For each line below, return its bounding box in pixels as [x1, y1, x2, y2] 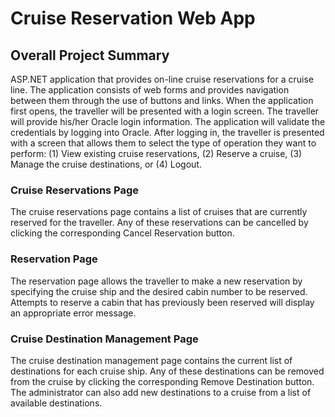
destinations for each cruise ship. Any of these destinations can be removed [10, 365, 325, 377]
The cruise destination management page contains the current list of [10, 354, 293, 366]
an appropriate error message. [10, 307, 137, 319]
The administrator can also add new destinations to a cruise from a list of [10, 386, 312, 398]
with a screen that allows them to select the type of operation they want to [10, 137, 317, 149]
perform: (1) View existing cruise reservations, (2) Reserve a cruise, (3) [10, 148, 303, 159]
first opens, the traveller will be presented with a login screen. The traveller [10, 105, 320, 117]
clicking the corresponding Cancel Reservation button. [10, 227, 235, 239]
